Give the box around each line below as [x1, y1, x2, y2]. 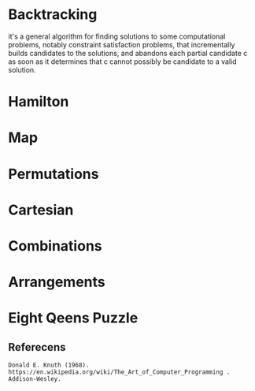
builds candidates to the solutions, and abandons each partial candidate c [8, 48, 248, 58]
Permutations [8, 165, 99, 183]
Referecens [8, 341, 66, 354]
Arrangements [8, 274, 105, 291]
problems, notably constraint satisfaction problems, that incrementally [8, 39, 235, 49]
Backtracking [8, 6, 98, 24]
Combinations [8, 236, 102, 255]
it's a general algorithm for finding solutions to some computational [8, 32, 226, 41]
